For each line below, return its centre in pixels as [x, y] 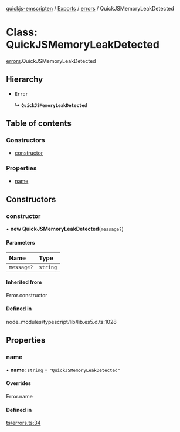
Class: [22, 32]
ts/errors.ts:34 [23, 423]
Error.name [20, 396]
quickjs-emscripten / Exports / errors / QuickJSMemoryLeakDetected [90, 9]
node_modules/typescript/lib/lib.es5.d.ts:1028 [62, 322]
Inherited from [24, 282]
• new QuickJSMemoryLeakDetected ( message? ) [65, 229]
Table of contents [39, 124]
